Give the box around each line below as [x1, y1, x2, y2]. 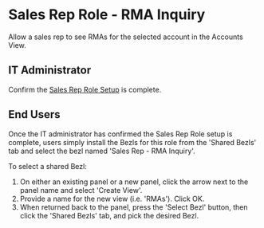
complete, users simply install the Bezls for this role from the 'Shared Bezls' [8, 137, 257, 147]
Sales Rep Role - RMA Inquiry [8, 6, 206, 24]
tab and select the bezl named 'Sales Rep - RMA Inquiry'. [8, 146, 195, 155]
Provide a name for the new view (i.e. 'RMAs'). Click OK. [19, 194, 205, 203]
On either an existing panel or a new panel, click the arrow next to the [19, 177, 249, 187]
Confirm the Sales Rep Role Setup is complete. [8, 85, 162, 94]
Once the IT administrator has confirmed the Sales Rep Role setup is [8, 129, 233, 139]
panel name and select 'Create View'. [19, 185, 143, 195]
